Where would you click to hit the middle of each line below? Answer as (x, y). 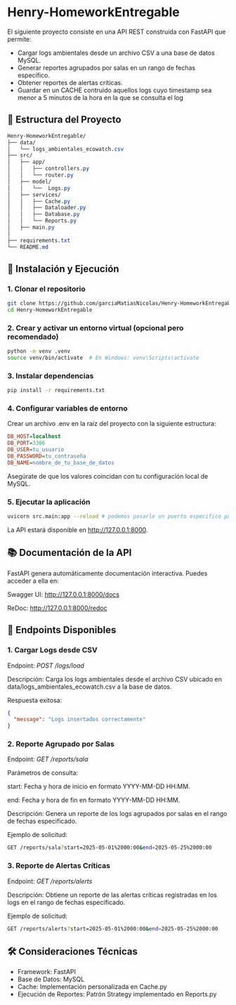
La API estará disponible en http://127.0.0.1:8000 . (78, 530)
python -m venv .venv (39, 351)
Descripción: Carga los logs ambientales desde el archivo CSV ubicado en (115, 679)
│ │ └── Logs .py (39, 188)
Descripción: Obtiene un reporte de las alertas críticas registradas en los (112, 895)
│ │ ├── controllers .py (48, 169)
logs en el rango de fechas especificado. (66, 902)
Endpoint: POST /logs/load (46, 666)
